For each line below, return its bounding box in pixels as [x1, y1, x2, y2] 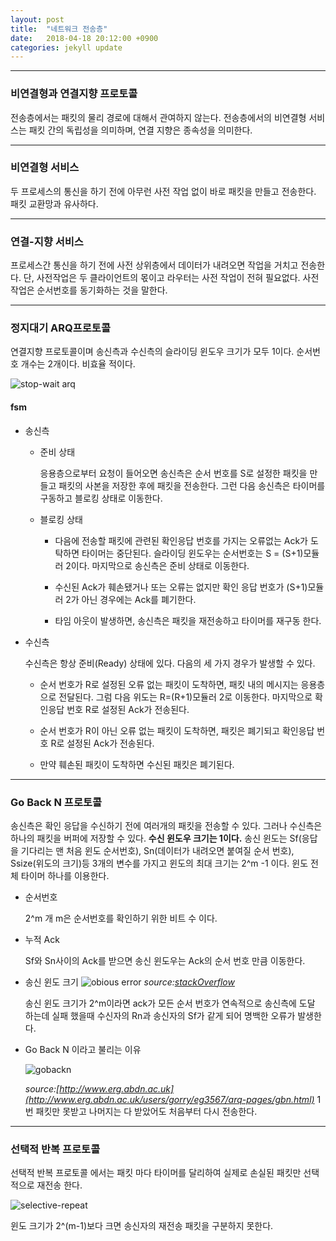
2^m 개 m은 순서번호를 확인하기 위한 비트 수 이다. [24, 912, 218, 924]
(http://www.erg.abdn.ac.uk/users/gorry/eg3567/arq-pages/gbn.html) [24, 1093, 315, 1105]
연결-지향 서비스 [10, 234, 84, 248]
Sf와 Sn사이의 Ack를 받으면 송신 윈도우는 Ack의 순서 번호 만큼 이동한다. [24, 954, 306, 966]
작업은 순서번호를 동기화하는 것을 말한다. [10, 284, 168, 296]
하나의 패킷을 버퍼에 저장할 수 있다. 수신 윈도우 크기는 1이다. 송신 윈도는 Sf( [10, 832, 302, 844]
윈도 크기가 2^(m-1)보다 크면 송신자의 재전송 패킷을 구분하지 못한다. [10, 1220, 274, 1232]
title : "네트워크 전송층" [10, 24, 108, 34]
